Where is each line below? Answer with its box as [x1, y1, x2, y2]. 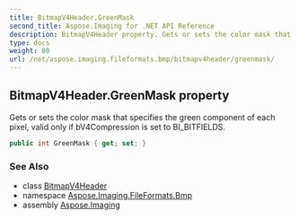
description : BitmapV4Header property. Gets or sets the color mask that [9, 30, 292, 39]
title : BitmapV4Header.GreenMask [9, 13, 135, 22]
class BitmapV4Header [22, 180, 108, 191]
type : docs [9, 38, 50, 48]
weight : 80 [9, 47, 50, 56]
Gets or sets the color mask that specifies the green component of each [9, 111, 276, 122]
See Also [9, 160, 49, 172]
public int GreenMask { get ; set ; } [9, 138, 146, 148]
